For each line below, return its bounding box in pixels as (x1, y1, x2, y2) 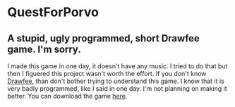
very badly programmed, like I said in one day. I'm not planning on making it (7, 84, 227, 92)
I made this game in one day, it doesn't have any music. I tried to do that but (7, 62, 228, 70)
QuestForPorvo (7, 4, 99, 20)
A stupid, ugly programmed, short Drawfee (7, 32, 200, 44)
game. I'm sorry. (7, 43, 81, 55)
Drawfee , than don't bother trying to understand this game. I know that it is (7, 77, 224, 85)
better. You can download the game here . (7, 92, 128, 100)
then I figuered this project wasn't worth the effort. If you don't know (7, 70, 207, 77)
